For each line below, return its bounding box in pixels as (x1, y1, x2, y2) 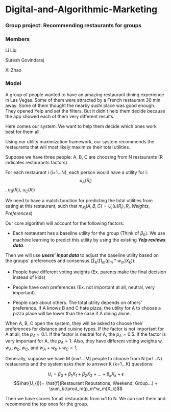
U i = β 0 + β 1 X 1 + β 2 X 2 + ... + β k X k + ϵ (47, 371, 124, 378)
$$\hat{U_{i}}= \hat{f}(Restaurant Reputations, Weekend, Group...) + (13, 380, 158, 386)
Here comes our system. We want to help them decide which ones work (5, 123, 157, 129)
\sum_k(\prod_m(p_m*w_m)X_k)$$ (48, 385, 123, 392)
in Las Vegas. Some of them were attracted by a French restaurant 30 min (5, 97, 161, 103)
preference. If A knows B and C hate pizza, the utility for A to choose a (12, 305, 161, 311)
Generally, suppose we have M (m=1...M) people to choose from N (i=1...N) (5, 356, 162, 362)
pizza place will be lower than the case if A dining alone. (12, 311, 131, 317)
